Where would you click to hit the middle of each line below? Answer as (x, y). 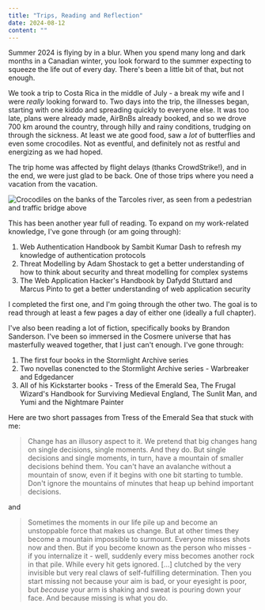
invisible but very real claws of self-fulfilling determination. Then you (139, 573)
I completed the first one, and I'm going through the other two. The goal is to (133, 305)
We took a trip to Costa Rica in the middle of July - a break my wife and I (126, 93)
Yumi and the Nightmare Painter (72, 402)
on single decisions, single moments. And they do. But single (127, 450)
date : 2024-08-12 (37, 23)
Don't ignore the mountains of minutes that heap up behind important (141, 483)
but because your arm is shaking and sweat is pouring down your (134, 589)
